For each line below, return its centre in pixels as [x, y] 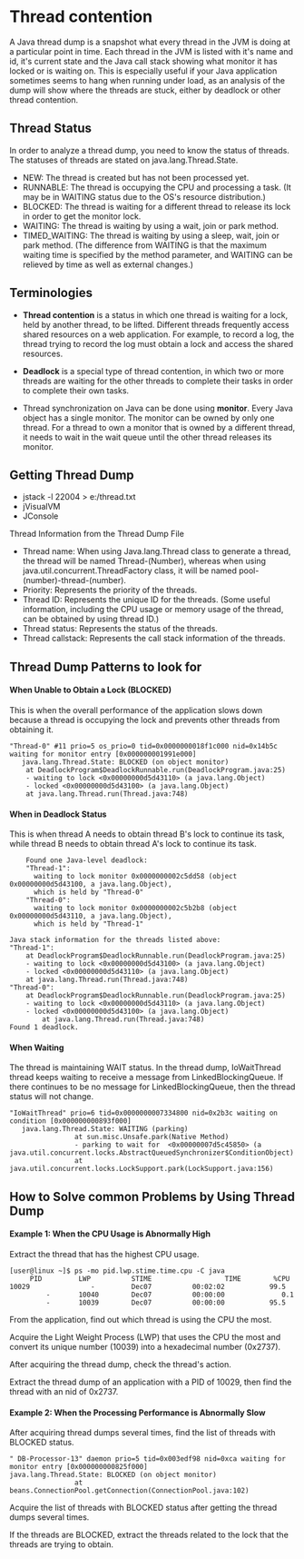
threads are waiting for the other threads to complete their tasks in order [157, 381]
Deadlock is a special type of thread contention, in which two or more [153, 371]
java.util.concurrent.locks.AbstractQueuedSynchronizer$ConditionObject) [152, 1153]
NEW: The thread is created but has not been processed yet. [136, 177]
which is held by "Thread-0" [88, 892]
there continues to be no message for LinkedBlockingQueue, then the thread [152, 1087]
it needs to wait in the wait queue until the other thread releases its [147, 437]
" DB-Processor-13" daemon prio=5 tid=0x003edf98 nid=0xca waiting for [147, 1459]
